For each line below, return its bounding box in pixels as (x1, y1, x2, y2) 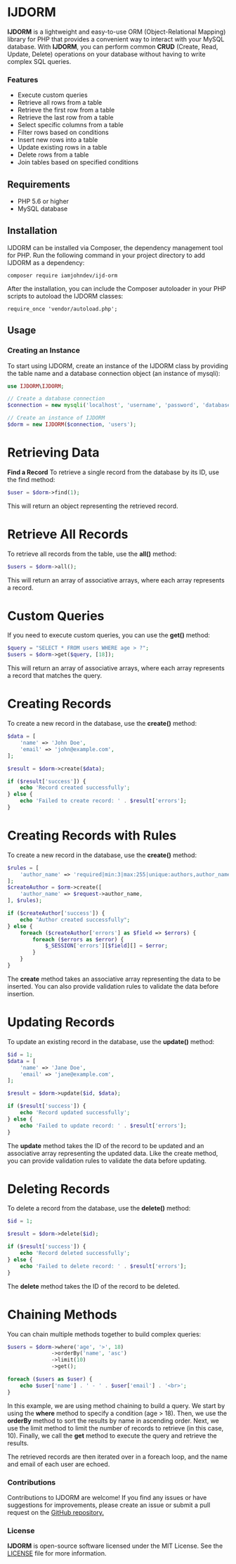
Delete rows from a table (17, 150, 89, 159)
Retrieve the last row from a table (17, 113, 114, 122)
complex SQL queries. (7, 57, 72, 65)
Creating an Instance (7, 346, 81, 356)
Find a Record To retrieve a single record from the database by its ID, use (7, 468, 220, 476)
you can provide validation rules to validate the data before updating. (7, 1156, 207, 1165)
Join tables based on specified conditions (17, 158, 139, 167)
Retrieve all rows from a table (17, 98, 103, 107)
